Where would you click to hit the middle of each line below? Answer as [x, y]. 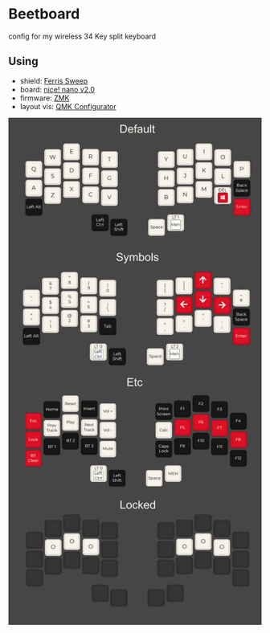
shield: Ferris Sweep [54, 80]
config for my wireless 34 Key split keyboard [82, 36]
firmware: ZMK [45, 98]
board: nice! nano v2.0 [57, 89]
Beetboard [44, 14]
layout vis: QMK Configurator [68, 106]
